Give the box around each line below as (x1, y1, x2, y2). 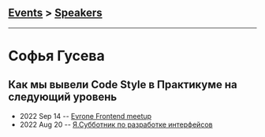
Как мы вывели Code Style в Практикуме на (8, 78, 238, 91)
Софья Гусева (8, 47, 105, 65)
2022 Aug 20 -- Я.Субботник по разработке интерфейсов (19, 120, 213, 129)
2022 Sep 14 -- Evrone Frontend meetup (19, 111, 152, 120)
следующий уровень (8, 91, 118, 104)
